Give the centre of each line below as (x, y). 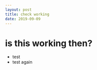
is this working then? (49, 43)
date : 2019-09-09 (23, 19)
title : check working (27, 14)
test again (22, 62)
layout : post (18, 10)
